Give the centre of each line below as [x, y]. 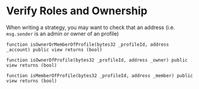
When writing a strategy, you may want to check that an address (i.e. [91, 27]
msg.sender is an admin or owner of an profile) [63, 33]
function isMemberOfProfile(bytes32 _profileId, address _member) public [100, 75]
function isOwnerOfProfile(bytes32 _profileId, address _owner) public [97, 60]
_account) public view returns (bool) [54, 50]
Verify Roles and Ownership [77, 11]
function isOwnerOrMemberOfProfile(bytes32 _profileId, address [88, 44]
